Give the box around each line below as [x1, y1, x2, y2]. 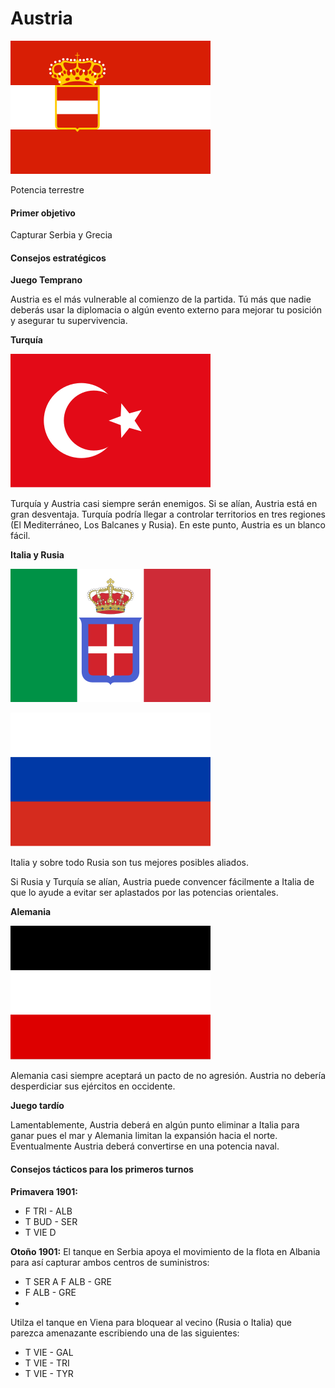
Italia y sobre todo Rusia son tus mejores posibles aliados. [10, 857, 249, 869]
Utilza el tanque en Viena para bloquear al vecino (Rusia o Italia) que [10, 1316, 292, 1328]
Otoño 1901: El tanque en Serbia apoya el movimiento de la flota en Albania [10, 1245, 321, 1257]
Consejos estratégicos [10, 252, 107, 264]
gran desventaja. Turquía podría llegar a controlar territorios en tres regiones [10, 508, 326, 521]
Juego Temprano [10, 274, 83, 286]
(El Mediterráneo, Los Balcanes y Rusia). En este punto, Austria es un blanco [10, 519, 326, 531]
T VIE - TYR [24, 1367, 74, 1379]
